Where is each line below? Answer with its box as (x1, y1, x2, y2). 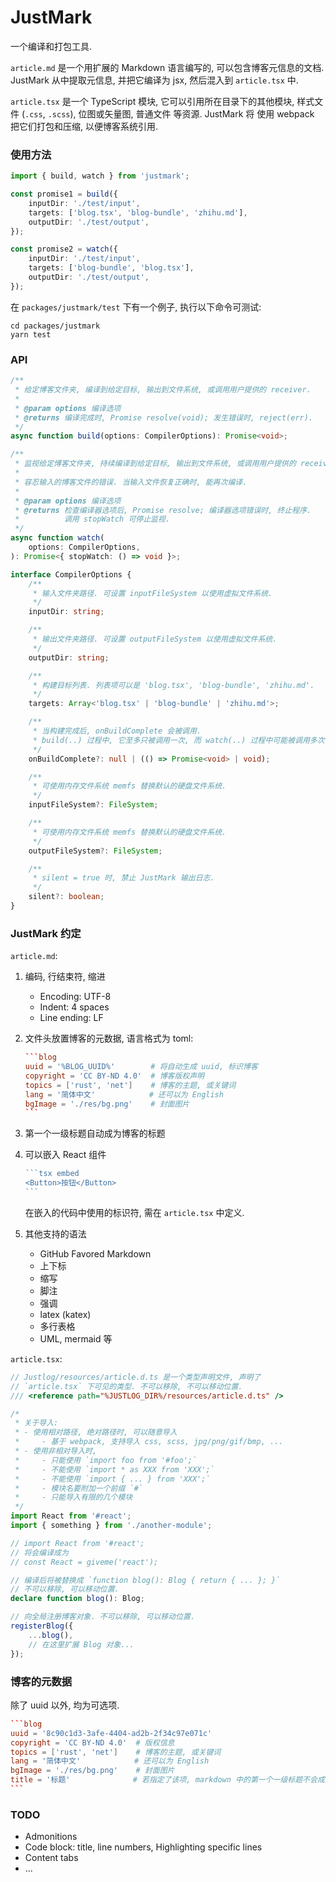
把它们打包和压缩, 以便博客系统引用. (10, 120, 159, 132)
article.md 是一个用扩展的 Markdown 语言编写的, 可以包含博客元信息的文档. (10, 61, 325, 73)
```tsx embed (24, 1169, 80, 1179)
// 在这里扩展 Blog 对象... (28, 1639, 135, 1650)
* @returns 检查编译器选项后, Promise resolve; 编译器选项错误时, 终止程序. (14, 505, 312, 515)
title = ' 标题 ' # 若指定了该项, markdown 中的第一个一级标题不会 (10, 1775, 318, 1785)
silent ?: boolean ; (28, 892, 105, 902)
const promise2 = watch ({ (10, 244, 118, 255)
